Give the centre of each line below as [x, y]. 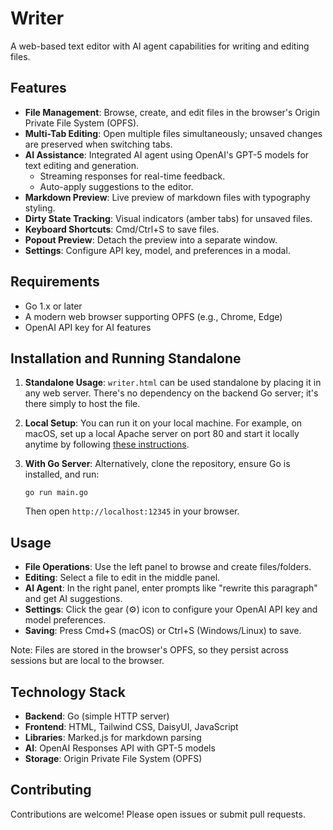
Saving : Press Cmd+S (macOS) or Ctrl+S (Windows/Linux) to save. [163, 631]
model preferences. [65, 620]
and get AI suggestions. [73, 599]
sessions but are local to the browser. [87, 661]
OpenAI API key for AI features [88, 327]
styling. [40, 208]
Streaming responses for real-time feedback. [132, 176]
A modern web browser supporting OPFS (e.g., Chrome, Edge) [153, 316]
